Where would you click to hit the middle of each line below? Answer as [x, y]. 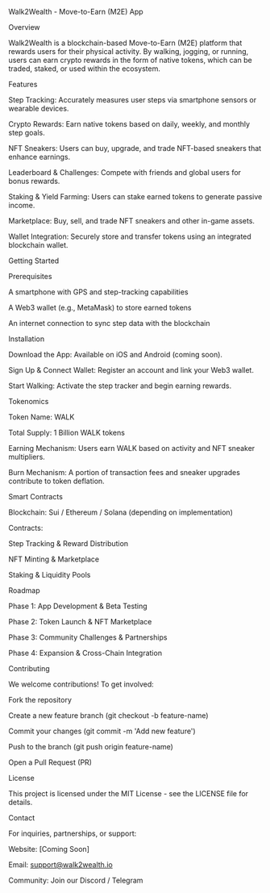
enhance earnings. [39, 157]
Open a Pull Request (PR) [50, 762]
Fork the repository [40, 700]
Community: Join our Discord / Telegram [76, 880]
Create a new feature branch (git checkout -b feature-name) [108, 716]
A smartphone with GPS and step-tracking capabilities [98, 292]
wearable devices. [39, 108]
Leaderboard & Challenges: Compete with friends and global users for [125, 172]
